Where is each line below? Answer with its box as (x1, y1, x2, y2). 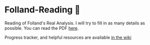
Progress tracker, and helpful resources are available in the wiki (4, 34, 132, 40)
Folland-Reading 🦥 (4, 4, 81, 15)
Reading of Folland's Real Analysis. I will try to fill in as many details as (4, 20, 145, 26)
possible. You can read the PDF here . (4, 25, 79, 31)
